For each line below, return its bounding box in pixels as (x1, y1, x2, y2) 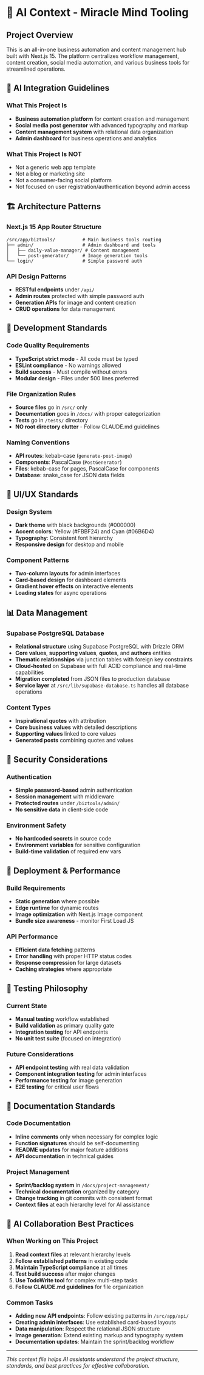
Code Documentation (6, 1119, 71, 1128)
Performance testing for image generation (15, 1077, 123, 1084)
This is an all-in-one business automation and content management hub (6, 46, 186, 53)
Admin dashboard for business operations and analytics (15, 134, 157, 142)
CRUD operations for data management (15, 305, 115, 313)
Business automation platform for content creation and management (15, 115, 189, 123)
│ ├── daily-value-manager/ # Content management (6, 247, 140, 254)
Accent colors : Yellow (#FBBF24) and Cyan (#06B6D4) (15, 527, 155, 535)
